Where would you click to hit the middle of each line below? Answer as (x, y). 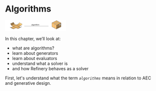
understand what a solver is (40, 63)
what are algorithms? (33, 48)
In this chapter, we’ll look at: (33, 39)
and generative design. (28, 83)
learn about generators (35, 53)
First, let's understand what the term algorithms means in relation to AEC (78, 78)
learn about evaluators (35, 59)
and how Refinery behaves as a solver (50, 69)
